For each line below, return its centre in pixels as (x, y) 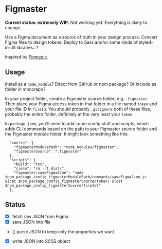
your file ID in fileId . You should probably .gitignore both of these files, (78, 109)
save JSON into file (31, 222)
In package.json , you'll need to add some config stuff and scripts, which (77, 123)
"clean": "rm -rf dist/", (40, 168)
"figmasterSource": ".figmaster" (48, 151)
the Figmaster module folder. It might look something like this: (67, 134)
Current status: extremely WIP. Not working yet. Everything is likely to (76, 22)
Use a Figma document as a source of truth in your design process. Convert (81, 37)
